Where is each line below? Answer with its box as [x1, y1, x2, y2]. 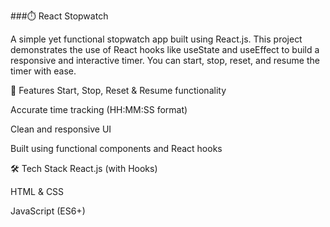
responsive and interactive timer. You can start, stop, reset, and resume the [10, 55, 320, 66]
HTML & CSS [10, 186, 65, 197]
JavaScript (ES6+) [10, 205, 86, 217]
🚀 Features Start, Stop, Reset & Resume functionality [10, 85, 227, 96]
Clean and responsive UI [10, 123, 112, 135]
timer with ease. [10, 65, 77, 77]
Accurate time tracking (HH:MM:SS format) [10, 104, 188, 115]
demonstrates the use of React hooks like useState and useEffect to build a [10, 44, 320, 55]
